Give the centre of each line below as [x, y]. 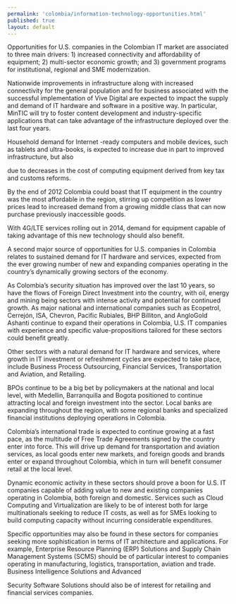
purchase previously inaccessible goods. [67, 214]
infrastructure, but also [41, 157]
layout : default [31, 27]
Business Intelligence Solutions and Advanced [74, 572]
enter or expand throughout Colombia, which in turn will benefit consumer [115, 462]
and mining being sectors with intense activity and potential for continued [114, 300]
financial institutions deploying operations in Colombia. [87, 418]
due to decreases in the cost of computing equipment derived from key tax [116, 171]
